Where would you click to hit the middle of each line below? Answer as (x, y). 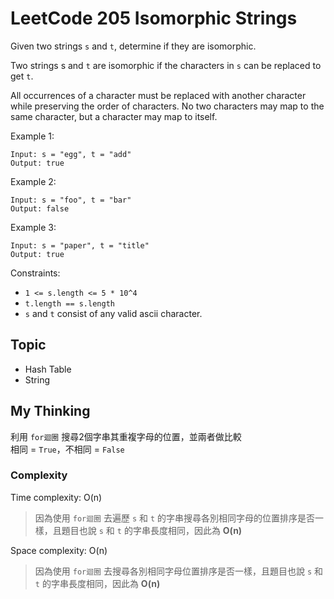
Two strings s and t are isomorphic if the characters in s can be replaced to (166, 65)
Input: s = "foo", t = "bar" (71, 200)
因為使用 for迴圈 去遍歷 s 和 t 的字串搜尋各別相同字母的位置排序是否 (175, 518)
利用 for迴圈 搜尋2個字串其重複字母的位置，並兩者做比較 (126, 436)
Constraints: (35, 273)
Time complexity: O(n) (56, 497)
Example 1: (32, 136)
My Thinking (50, 411)
